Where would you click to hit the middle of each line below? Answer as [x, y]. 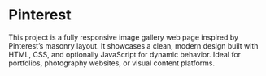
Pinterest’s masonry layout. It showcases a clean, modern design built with [133, 45]
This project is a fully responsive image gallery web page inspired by [123, 37]
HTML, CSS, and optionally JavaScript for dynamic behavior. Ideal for [125, 54]
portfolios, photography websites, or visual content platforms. [112, 63]
